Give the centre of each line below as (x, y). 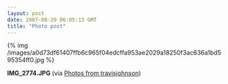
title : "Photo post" (37, 26)
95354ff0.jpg (26, 60)
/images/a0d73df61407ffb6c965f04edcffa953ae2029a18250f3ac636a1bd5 (114, 53)
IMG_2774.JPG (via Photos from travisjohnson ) (74, 73)
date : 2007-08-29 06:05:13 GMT (52, 20)
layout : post (26, 13)
